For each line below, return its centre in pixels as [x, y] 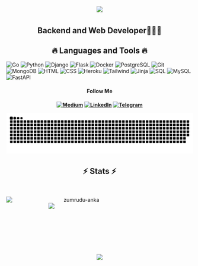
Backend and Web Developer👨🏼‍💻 [100, 31]
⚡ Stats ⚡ [100, 171]
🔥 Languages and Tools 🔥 [100, 50]
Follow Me [100, 91]
